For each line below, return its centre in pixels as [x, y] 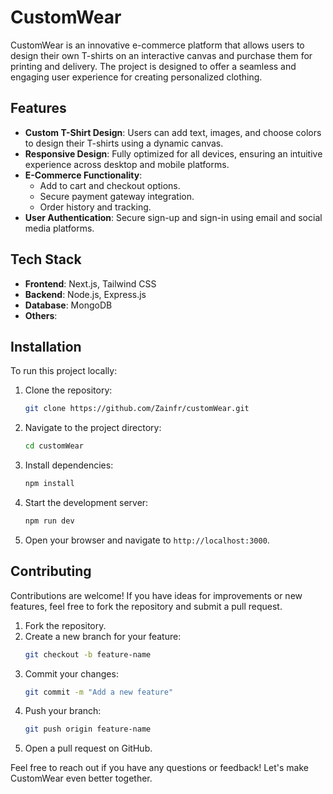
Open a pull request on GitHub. [88, 748]
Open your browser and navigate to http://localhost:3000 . [147, 540]
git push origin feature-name [88, 729]
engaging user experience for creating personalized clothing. [136, 77]
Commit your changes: [71, 673]
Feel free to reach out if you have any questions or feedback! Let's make [159, 768]
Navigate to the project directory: [93, 428]
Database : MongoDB [68, 305]
